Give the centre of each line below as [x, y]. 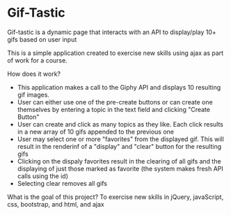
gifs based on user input [42, 39]
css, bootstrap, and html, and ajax [56, 204]
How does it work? [34, 74]
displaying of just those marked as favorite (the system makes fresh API [120, 168]
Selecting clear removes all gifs [62, 183]
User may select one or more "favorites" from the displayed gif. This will [120, 139]
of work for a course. [37, 60]
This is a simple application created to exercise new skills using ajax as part [115, 53]
